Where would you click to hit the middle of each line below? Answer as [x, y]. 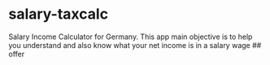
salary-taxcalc [58, 14]
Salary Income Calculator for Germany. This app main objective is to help [131, 37]
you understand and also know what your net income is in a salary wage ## [135, 45]
